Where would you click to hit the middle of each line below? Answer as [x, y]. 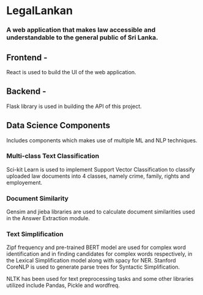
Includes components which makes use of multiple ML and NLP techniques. [102, 140]
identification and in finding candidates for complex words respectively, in [99, 254]
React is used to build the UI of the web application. [71, 72]
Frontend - [27, 57]
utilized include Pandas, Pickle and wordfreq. [63, 285]
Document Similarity [38, 198]
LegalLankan [40, 11]
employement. [24, 182]
